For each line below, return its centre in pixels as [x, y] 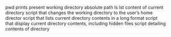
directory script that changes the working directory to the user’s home [79, 13]
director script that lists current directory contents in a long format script [81, 18]
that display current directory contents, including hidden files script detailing [86, 23]
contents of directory [28, 29]
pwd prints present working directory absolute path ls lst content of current [84, 7]
